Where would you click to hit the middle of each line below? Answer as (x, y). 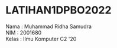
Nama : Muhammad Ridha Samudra (49, 26)
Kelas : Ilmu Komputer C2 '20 (41, 39)
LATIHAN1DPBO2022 (58, 10)
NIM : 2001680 (24, 32)
